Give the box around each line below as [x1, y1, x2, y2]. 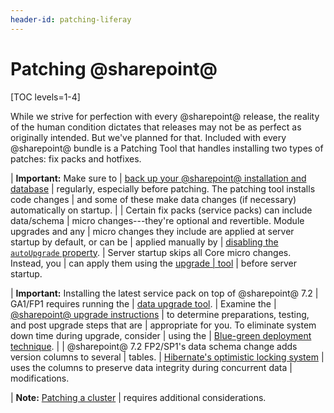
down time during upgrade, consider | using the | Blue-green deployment [10, 329, 312, 341]
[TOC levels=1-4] [10, 91, 81, 103]
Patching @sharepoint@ [10, 57, 218, 80]
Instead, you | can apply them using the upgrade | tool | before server [10, 257, 297, 269]
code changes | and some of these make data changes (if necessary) [10, 193, 297, 205]
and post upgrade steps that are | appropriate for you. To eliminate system [10, 319, 317, 331]
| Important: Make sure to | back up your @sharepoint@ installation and [10, 172, 307, 184]
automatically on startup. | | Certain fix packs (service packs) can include [10, 204, 313, 216]
